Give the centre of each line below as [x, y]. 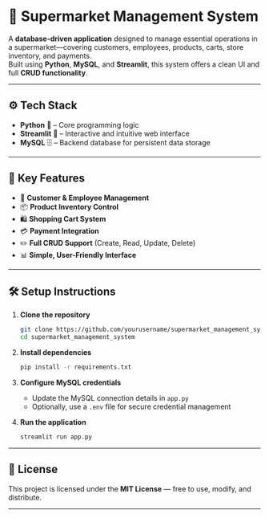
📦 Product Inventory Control [69, 206]
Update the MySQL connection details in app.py [110, 398]
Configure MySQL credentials [70, 382]
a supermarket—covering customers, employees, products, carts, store [126, 47]
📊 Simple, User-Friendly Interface [78, 255]
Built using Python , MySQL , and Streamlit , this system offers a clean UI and [134, 64]
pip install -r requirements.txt [76, 367]
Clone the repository [55, 315]
